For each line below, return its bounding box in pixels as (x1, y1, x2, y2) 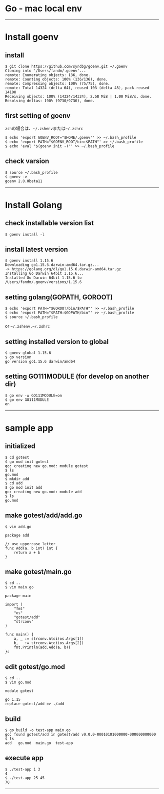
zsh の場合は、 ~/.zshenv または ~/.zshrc (5, 125, 83, 131)
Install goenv (5, 31, 59, 43)
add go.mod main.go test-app (5, 741, 73, 746)
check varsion (5, 157, 49, 165)
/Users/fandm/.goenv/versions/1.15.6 (5, 280, 82, 285)
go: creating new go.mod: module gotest (5, 463, 89, 469)
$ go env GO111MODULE (5, 397, 49, 402)
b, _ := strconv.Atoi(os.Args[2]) (14, 641, 84, 646)
